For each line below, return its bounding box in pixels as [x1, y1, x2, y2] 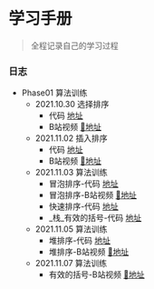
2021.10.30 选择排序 [34, 99, 110, 110]
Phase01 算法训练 [21, 87, 88, 98]
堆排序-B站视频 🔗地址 [48, 246, 130, 257]
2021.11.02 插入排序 [34, 133, 108, 144]
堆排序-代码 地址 [48, 235, 111, 246]
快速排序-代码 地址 [48, 201, 119, 212]
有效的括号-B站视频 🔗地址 [48, 269, 146, 280]
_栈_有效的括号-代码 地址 [48, 213, 142, 224]
